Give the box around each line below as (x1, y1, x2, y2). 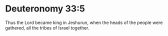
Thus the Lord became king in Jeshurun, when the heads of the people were (5, 19, 163, 25)
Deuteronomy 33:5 (5, 3, 85, 14)
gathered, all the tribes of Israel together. (5, 24, 89, 30)
